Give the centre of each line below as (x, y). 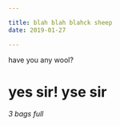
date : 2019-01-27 (37, 30)
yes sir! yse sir (58, 92)
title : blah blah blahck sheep (60, 22)
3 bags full (26, 114)
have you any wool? (41, 60)
